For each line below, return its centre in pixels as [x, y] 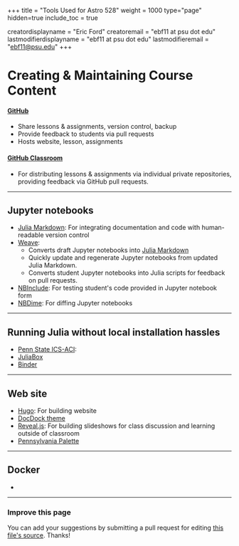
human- [213, 228]
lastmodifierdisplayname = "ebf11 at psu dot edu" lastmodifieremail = [108, 39]
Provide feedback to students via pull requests [86, 134]
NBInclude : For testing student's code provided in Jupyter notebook [117, 288]
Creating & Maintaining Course [100, 76]
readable [31, 235]
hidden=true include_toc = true [53, 18]
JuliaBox [30, 357]
